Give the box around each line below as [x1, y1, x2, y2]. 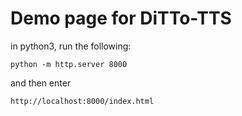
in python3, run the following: [10, 40, 132, 52]
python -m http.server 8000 [10, 59, 128, 69]
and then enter [10, 77, 72, 89]
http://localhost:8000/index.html [10, 96, 155, 106]
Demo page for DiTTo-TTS [10, 7, 232, 30]
